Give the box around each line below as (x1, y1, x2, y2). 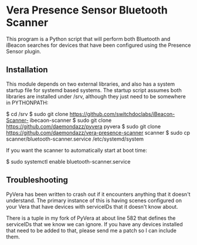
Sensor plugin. (6, 47, 41, 55)
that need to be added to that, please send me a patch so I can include (6, 227, 177, 234)
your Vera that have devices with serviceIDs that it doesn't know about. (6, 203, 178, 210)
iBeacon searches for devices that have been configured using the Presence (6, 42, 191, 49)
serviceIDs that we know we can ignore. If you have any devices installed (6, 220, 183, 227)
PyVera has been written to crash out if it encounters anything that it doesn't (6, 190, 191, 198)
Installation (6, 65, 48, 75)
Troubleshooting (6, 175, 69, 185)
